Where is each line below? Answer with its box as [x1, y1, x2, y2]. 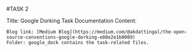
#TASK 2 [6, 6, 29, 12]
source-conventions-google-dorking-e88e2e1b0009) [6, 34, 136, 40]
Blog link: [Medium [6, 29, 56, 35]
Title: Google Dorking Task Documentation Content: [6, 17, 137, 24]
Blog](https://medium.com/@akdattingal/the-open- [58, 29, 188, 35]
